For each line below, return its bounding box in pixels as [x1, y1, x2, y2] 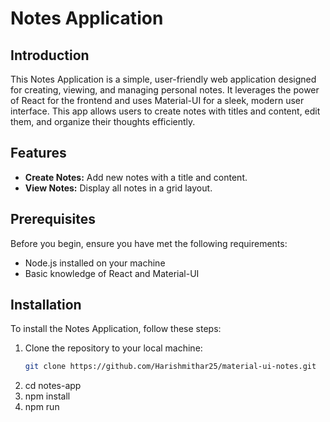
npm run [24, 401, 60, 413]
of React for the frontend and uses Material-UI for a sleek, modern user [10, 95, 305, 106]
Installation [10, 297, 82, 314]
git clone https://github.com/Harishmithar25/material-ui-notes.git [24, 362, 317, 372]
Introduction [10, 47, 90, 64]
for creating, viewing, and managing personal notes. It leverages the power [10, 84, 320, 96]
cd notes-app [24, 380, 82, 392]
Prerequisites [10, 211, 96, 228]
